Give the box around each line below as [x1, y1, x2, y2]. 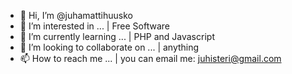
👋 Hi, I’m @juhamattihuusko [19, 10, 133, 21]
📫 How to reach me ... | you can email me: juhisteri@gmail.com [19, 53, 282, 64]
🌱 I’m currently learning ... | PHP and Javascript [19, 31, 215, 42]
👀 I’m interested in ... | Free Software [19, 20, 170, 32]
